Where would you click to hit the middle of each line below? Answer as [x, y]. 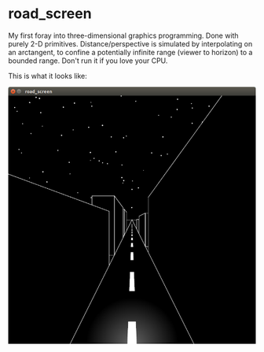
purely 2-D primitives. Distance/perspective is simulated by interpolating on [130, 43]
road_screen [50, 14]
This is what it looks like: [48, 76]
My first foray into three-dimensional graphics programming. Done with [123, 35]
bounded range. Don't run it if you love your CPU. [88, 61]
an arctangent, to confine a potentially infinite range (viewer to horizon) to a [130, 52]
